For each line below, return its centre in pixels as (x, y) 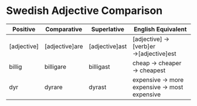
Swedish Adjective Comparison (84, 11)
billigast (99, 66)
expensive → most (158, 87)
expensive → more (158, 80)
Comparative (64, 29)
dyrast (98, 87)
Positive (24, 29)
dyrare (53, 87)
